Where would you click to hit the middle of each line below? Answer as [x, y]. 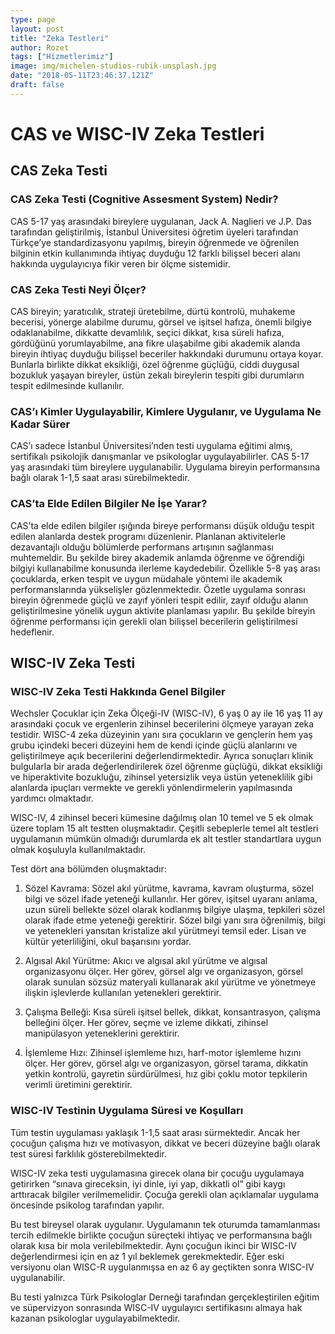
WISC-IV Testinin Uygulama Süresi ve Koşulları [127, 1111]
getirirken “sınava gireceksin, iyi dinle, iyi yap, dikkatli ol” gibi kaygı [148, 1183]
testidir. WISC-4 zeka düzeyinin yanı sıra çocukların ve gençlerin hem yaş [161, 735]
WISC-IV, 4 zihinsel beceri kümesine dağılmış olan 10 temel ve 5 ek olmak [162, 818]
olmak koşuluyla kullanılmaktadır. [78, 850]
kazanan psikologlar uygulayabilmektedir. [95, 1318]
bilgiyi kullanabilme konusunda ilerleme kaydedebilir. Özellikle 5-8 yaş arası [165, 568]
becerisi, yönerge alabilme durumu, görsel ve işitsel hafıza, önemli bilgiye [161, 322]
